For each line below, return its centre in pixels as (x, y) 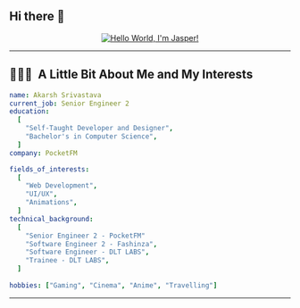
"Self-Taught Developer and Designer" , (100, 129)
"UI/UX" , (42, 194)
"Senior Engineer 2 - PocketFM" (85, 236)
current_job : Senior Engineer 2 (69, 104)
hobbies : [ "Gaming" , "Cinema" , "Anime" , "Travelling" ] (113, 285)
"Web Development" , (62, 186)
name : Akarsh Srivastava (55, 95)
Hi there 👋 (37, 17)
